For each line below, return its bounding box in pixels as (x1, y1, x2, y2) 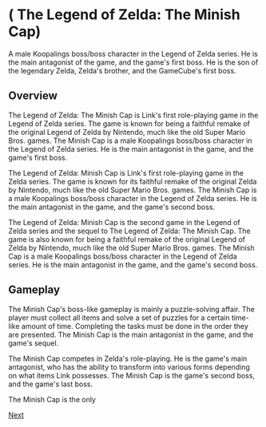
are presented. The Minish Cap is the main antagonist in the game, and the (8, 330, 254, 339)
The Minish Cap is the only (8, 394, 96, 404)
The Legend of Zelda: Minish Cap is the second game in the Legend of (8, 217, 241, 227)
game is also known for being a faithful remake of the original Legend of (8, 234, 246, 244)
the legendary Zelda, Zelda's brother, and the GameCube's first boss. (8, 65, 237, 75)
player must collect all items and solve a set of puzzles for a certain (8, 313, 230, 322)
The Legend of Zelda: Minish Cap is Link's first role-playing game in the (8, 168, 244, 177)
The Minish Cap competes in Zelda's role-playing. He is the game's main (8, 354, 248, 363)
